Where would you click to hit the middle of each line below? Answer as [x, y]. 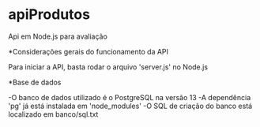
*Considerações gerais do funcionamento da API [88, 51]
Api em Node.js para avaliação [58, 36]
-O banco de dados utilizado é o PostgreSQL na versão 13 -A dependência [130, 97]
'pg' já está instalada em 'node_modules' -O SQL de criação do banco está [130, 106]
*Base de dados [35, 82]
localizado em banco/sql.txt [53, 114]
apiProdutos [49, 15]
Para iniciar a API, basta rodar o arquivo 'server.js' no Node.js [108, 67]
